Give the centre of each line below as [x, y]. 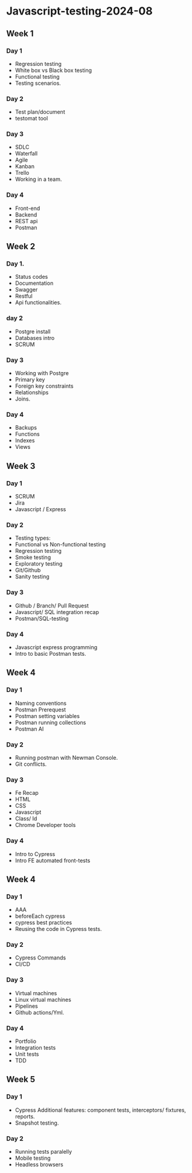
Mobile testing [33, 1158]
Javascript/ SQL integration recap [57, 612]
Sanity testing [32, 577]
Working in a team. [38, 179]
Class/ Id [26, 818]
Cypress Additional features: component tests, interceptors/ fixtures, [100, 1110]
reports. [25, 1116]
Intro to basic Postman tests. [50, 653]
